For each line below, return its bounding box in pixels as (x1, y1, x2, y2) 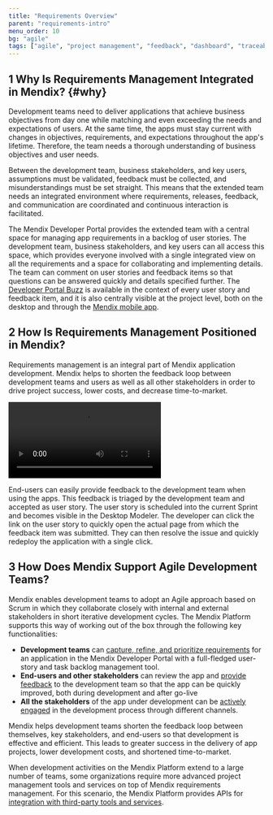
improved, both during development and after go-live (19, 687, 198, 697)
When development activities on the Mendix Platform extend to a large (8, 762, 245, 772)
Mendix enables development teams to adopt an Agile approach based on (8, 594, 256, 604)
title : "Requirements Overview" (8, 11, 118, 20)
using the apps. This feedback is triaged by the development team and (8, 493, 245, 503)
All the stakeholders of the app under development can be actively (19, 696, 246, 706)
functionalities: (8, 629, 58, 639)
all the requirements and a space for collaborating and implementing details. (8, 258, 263, 268)
